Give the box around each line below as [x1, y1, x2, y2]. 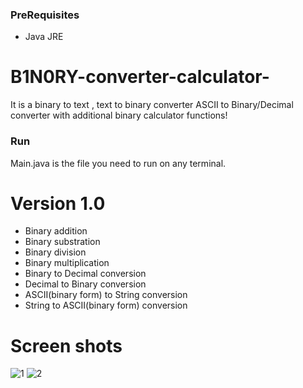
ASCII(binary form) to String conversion [24, 289, 188, 301]
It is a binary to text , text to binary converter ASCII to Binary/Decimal [10, 99, 294, 111]
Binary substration [24, 236, 101, 248]
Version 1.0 [10, 192, 106, 215]
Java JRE [24, 31, 64, 43]
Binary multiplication [24, 257, 110, 269]
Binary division [24, 246, 87, 258]
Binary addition [24, 225, 88, 237]
